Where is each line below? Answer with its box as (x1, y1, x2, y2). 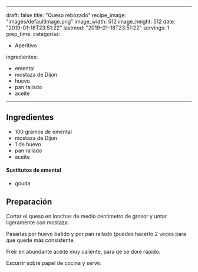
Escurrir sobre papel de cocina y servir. (6, 259, 102, 266)
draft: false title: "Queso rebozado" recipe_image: (6, 12, 127, 18)
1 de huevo (14, 140, 41, 148)
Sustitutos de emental (6, 166, 61, 174)
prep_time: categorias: (6, 31, 61, 37)
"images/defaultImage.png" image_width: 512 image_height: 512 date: (6, 18, 176, 25)
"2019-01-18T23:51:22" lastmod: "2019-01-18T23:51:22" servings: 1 (6, 24, 170, 31)
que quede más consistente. (6, 237, 75, 244)
